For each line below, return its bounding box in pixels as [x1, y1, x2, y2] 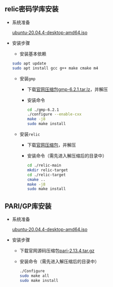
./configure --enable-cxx [27, 112, 82, 117]
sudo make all [19, 273, 49, 278]
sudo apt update [12, 60, 46, 66]
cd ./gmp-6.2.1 [27, 107, 59, 112]
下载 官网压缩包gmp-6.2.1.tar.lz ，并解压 [27, 86, 108, 92]
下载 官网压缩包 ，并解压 [27, 142, 76, 148]
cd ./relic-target [27, 172, 66, 177]
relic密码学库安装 [5, 5, 59, 14]
